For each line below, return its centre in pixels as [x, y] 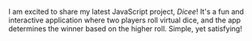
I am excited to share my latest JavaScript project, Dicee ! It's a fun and [126, 12]
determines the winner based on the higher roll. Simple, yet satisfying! [126, 29]
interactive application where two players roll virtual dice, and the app [125, 20]
